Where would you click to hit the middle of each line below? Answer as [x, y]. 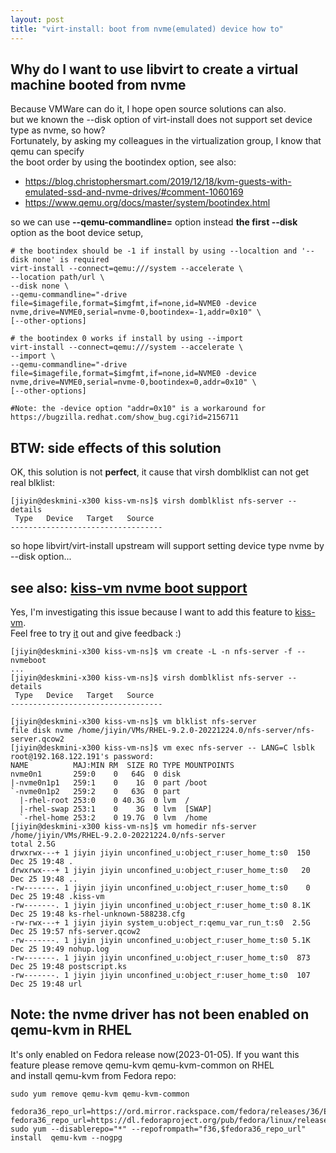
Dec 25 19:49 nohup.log [60, 949]
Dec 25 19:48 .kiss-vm [57, 896]
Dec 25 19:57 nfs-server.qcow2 [75, 931]
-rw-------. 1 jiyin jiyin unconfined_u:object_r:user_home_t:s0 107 [160, 975]
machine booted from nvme [98, 84]
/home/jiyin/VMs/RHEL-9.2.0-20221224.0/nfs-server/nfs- [196, 730]
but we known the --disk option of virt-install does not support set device [161, 120]
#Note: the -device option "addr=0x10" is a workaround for [138, 409]
